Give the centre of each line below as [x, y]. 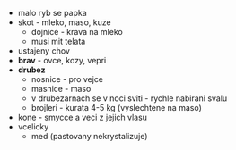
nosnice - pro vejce [67, 79]
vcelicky [33, 127]
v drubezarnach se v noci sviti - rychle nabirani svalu [129, 98]
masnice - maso [61, 89]
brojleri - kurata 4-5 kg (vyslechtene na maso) [116, 108]
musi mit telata [58, 41]
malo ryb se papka [52, 13]
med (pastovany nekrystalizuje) [89, 136]
